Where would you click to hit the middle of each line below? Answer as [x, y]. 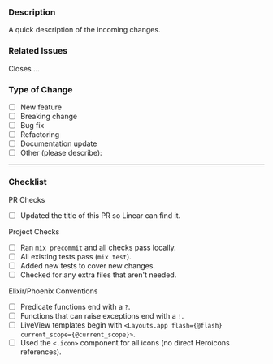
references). [41, 352]
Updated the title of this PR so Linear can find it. [100, 215]
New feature [41, 107]
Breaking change [49, 116]
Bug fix [32, 126]
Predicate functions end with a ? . [75, 306]
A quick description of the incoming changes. [84, 30]
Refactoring [40, 135]
